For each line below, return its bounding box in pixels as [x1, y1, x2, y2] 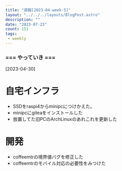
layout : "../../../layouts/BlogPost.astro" [5, 12, 100, 17]
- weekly [7, 36, 27, 41]
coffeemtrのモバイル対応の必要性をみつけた [12, 160, 107, 166]
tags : [5, 31, 17, 36]
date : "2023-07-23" [5, 22, 47, 27]
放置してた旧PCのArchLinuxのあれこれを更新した [12, 116, 117, 122]
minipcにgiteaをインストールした [12, 110, 83, 116]
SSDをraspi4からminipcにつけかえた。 [12, 103, 95, 110]
